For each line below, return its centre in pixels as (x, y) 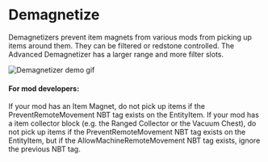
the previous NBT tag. (44, 149)
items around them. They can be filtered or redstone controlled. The (121, 45)
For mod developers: (44, 88)
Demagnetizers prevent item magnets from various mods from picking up (130, 37)
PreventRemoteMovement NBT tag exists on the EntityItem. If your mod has (134, 115)
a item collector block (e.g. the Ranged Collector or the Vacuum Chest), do (132, 123)
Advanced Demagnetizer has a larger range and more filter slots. (116, 54)
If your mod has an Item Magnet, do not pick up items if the (107, 106)
